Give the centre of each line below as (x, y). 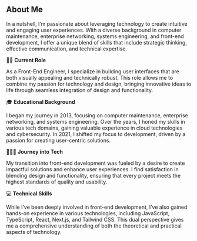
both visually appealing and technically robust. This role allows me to (90, 77)
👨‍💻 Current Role (26, 60)
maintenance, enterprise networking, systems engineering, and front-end (95, 36)
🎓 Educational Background (41, 101)
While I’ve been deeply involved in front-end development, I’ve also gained (97, 207)
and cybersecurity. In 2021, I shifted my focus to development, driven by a (96, 134)
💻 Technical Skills (29, 194)
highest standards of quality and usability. (57, 182)
